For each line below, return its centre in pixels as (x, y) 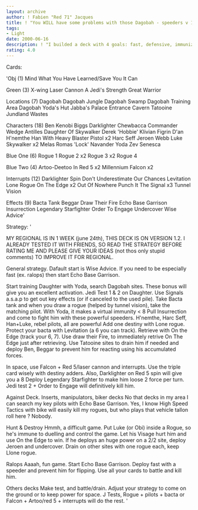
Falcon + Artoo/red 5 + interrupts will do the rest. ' (67, 501)
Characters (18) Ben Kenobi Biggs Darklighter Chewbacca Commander (92, 125)
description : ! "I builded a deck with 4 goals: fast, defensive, (89, 45)
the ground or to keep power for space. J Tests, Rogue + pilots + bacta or (95, 494)
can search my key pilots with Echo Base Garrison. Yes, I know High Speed (97, 404)
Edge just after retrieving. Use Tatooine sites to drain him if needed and (93, 343)
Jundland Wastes (27, 114)
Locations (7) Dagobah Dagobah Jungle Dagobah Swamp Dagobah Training (98, 101)
